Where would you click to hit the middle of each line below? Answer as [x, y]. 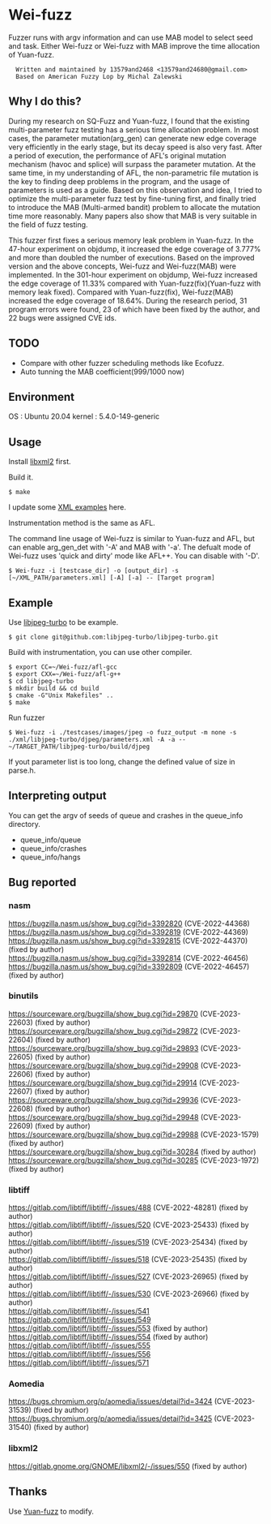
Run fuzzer [27, 717]
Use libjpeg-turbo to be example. [64, 622]
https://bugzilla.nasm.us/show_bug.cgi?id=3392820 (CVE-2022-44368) [129, 923]
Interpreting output [57, 796]
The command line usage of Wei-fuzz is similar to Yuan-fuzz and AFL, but [131, 539]
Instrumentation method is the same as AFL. [82, 523]
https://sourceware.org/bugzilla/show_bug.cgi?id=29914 [103, 1083]
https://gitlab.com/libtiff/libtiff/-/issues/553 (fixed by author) [108, 1328]
